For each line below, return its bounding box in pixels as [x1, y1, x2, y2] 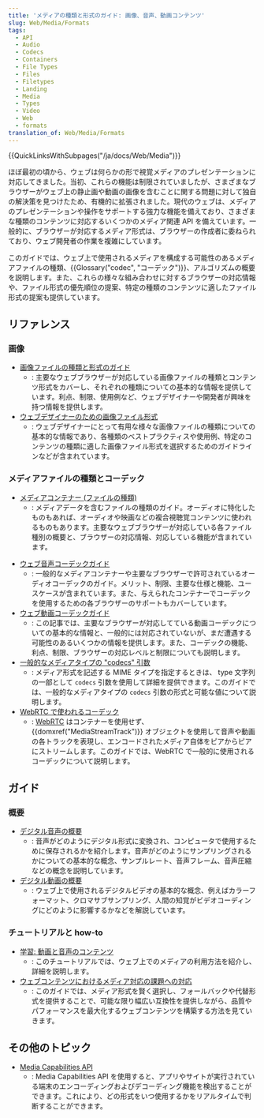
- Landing [15, 84, 47, 93]
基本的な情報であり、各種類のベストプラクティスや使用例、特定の [31, 432, 246, 441]
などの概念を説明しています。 [31, 866, 128, 876]
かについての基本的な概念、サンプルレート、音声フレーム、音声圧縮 [31, 856, 252, 865]
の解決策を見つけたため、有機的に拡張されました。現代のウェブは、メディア [8, 197, 257, 206]
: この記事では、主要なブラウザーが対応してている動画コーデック [31, 617, 243, 628]
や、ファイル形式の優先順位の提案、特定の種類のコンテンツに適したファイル [8, 282, 257, 292]
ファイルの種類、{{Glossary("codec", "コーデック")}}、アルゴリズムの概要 [14, 262, 256, 272]
